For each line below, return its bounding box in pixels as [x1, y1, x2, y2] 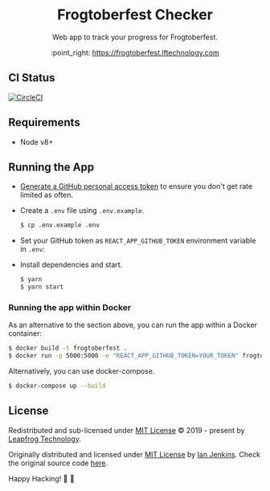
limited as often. [19, 190, 74, 200]
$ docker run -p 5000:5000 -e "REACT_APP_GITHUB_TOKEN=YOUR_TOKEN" [8, 352, 239, 360]
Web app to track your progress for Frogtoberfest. [51, 32, 219, 42]
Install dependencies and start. [19, 260, 123, 270]
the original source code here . [8, 458, 108, 468]
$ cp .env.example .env [19, 221, 100, 230]
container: [8, 329, 43, 338]
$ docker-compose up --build [8, 382, 106, 391]
